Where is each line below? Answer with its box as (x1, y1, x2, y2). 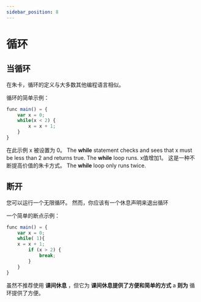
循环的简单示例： (6, 94, 49, 101)
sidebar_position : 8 (6, 9, 59, 15)
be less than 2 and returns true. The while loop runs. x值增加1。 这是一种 (6, 154, 190, 161)
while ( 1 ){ (17, 235, 45, 242)
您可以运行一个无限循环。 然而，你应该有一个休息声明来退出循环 (6, 198, 169, 206)
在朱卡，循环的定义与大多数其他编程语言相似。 (6, 81, 124, 88)
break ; (38, 252, 56, 259)
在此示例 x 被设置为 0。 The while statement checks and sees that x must (6, 146, 192, 154)
